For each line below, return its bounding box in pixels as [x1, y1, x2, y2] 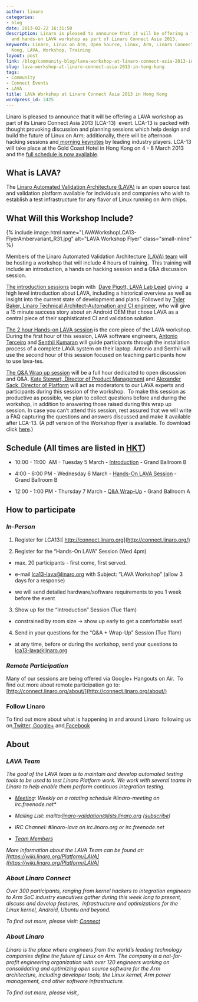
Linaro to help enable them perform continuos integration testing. [6, 783, 165, 790]
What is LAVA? [6, 168, 61, 178]
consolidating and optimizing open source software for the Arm [6, 965, 161, 972]
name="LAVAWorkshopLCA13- [62, 229, 137, 236]
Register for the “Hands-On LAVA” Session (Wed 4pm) [14, 547, 147, 555]
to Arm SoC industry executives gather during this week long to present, [6, 894, 181, 901]
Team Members [14, 835, 53, 842]
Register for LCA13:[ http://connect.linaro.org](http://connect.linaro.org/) [14, 536, 190, 543]
